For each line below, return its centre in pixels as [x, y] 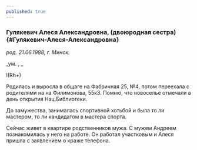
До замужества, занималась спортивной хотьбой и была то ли [85, 110]
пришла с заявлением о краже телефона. [58, 140]
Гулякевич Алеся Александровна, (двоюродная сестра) [91, 32]
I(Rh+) [14, 75]
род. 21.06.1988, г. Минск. [38, 52]
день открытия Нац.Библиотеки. [47, 99]
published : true [26, 11]
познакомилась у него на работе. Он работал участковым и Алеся [90, 134]
